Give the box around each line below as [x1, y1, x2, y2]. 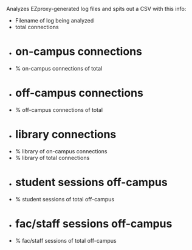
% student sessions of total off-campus [15, 195, 114, 203]
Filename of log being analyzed [15, 17, 94, 24]
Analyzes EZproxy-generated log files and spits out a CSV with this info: [6, 5, 187, 12]
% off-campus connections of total [15, 106, 103, 113]
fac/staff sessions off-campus [15, 217, 173, 231]
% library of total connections [15, 154, 90, 161]
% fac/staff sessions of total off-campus [15, 237, 117, 244]
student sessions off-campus [15, 176, 168, 189]
